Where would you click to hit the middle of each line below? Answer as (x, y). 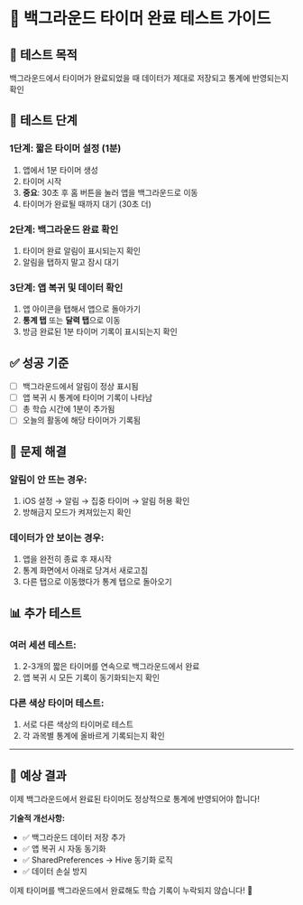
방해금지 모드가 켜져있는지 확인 (77, 512)
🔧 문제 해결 (38, 451)
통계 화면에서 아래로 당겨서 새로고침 (85, 571)
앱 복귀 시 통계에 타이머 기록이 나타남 (87, 397)
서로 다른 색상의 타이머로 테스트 (78, 724)
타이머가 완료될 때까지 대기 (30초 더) (87, 203)
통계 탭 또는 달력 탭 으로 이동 (71, 321)
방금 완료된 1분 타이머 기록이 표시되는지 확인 (100, 331)
